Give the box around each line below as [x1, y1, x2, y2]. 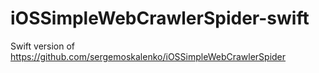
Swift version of [10, 40, 76, 52]
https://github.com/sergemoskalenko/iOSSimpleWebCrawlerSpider [10, 50, 287, 62]
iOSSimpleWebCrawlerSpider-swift [10, 7, 310, 30]
